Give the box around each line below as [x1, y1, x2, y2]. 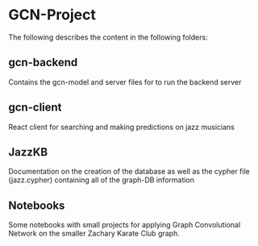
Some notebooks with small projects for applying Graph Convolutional [8, 220, 241, 230]
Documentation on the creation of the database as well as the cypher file [8, 167, 250, 177]
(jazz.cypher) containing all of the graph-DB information [8, 175, 195, 185]
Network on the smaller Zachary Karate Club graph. [8, 228, 180, 239]
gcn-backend [8, 56, 78, 69]
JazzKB [8, 145, 48, 159]
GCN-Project [8, 6, 97, 24]
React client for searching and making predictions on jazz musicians [8, 122, 235, 131]
